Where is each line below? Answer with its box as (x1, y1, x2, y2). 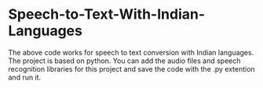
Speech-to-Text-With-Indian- (8, 5, 206, 23)
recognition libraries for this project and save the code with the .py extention (8, 64, 255, 73)
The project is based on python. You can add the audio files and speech (8, 56, 241, 65)
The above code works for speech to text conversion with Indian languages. (8, 48, 254, 57)
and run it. (8, 72, 42, 82)
